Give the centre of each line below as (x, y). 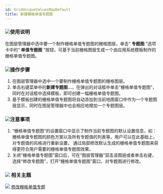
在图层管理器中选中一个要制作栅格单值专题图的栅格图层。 (70, 81)
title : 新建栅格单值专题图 (29, 14)
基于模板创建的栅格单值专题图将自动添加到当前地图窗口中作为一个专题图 (84, 99)
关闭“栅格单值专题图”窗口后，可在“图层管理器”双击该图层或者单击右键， (84, 155)
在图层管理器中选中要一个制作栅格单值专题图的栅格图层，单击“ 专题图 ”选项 (81, 43)
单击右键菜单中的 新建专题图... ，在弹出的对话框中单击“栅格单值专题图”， (84, 87)
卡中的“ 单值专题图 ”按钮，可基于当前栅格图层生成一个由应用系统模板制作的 (81, 50)
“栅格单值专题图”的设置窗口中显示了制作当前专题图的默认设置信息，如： (84, 131)
